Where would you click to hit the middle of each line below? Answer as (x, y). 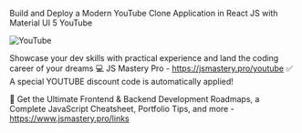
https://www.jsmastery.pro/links (69, 118)
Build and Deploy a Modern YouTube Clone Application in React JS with (144, 13)
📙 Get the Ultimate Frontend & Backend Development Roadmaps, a (135, 99)
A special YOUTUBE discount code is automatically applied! (122, 82)
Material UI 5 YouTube (51, 23)
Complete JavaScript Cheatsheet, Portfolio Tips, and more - (122, 109)
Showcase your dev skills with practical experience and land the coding (144, 58)
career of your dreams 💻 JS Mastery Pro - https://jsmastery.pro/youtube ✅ (151, 68)
